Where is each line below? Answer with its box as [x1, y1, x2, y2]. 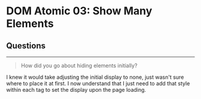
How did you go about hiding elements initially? [20, 62, 138, 69]
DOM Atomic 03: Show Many [6, 4, 153, 18]
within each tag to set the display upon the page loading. [6, 86, 147, 93]
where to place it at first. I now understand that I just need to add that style [6, 80, 190, 87]
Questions [6, 41, 46, 51]
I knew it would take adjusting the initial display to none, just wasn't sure [6, 73, 184, 81]
